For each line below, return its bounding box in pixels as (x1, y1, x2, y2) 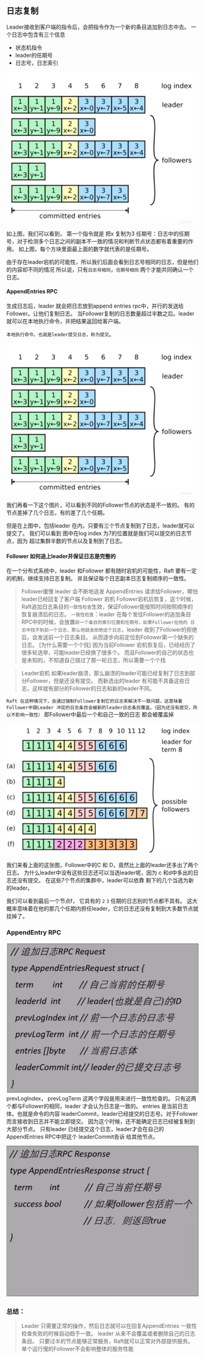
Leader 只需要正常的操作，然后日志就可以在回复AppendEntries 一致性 (21, 1323, 197, 1330)
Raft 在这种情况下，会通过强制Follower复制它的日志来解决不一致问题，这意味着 (6, 698, 183, 704)
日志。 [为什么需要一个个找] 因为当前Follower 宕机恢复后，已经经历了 (21, 641, 196, 649)
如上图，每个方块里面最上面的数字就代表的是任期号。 (18, 245, 153, 253)
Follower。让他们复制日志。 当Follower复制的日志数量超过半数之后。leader (6, 310, 195, 317)
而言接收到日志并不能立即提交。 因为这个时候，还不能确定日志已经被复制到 (6, 1118, 195, 1125)
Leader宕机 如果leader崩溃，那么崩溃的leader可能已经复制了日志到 (21, 670, 190, 677)
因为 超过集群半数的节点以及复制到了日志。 (16, 537, 126, 545)
